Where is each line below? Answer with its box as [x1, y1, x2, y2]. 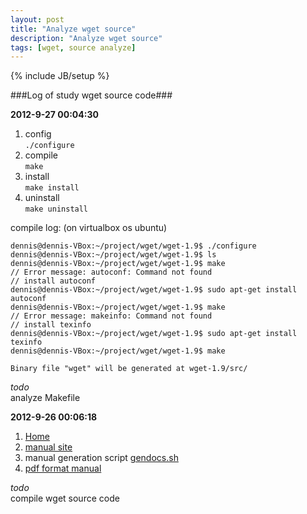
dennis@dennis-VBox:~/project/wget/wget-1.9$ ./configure [10, 241, 257, 251]
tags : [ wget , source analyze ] [10, 42, 137, 53]
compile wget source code [10, 492, 120, 505]
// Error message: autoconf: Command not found [10, 267, 213, 278]
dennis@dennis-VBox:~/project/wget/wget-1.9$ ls [10, 250, 217, 260]
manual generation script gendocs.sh [24, 452, 179, 464]
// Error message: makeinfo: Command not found [10, 311, 213, 321]
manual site [24, 441, 73, 453]
